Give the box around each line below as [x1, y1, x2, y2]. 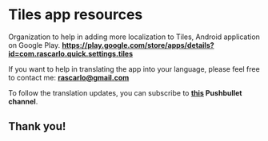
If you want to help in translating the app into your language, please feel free [8, 64, 260, 73]
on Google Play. [8, 40, 61, 49]
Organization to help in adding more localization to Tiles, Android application [8, 32, 260, 41]
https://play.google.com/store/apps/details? [62, 40, 214, 49]
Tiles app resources [8, 6, 143, 24]
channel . [8, 96, 38, 106]
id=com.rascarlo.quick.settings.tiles [8, 49, 134, 58]
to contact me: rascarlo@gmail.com [8, 72, 130, 82]
